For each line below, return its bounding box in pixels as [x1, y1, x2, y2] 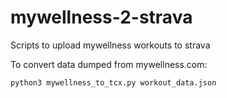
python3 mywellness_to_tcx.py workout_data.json [10, 77, 217, 88]
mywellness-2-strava [10, 6, 193, 29]
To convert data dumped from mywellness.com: [10, 58, 208, 70]
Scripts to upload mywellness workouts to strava [10, 39, 211, 51]
